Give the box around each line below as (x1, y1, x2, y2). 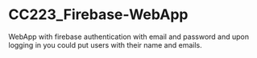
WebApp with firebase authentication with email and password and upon (8, 32, 250, 41)
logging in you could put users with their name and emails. (8, 40, 203, 49)
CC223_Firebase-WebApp (8, 6, 189, 24)
